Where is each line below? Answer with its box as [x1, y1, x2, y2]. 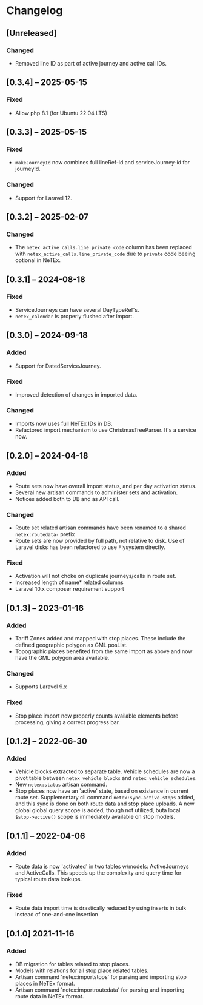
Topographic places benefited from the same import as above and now [15, 648, 193, 655]
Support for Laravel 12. [15, 194, 73, 201]
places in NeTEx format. [15, 980, 75, 987]
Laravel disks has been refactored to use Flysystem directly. [15, 543, 165, 551]
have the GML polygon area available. [15, 654, 110, 662]
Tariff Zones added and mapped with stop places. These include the [15, 635, 186, 642]
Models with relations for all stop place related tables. [15, 967, 149, 974]
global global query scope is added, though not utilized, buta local [15, 807, 181, 814]
